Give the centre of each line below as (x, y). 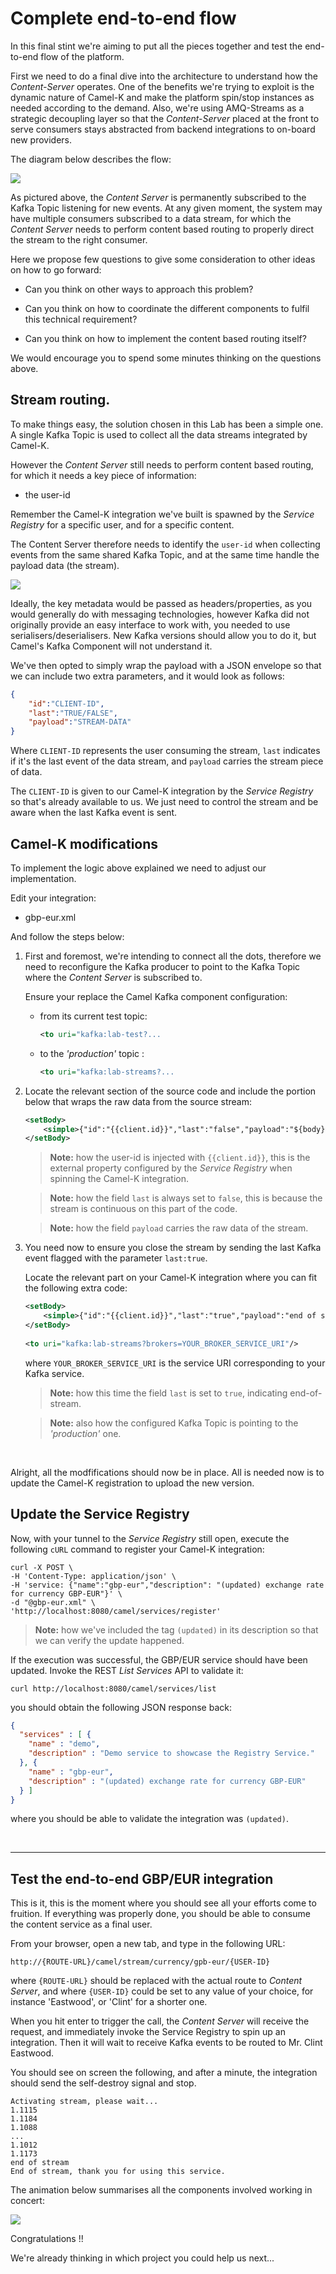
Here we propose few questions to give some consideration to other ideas (163, 259)
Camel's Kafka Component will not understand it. (111, 646)
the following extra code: (76, 1288)
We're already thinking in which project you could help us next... (142, 2258)
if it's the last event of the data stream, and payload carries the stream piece (167, 761)
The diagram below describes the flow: (91, 159)
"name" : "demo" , (64, 1744)
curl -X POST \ (42, 1567)
